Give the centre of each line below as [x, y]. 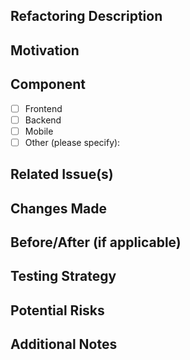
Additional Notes [64, 344]
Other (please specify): [72, 142]
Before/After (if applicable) [96, 242]
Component [48, 84]
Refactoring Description [86, 16]
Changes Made [58, 208]
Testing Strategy [63, 276]
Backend [43, 120]
